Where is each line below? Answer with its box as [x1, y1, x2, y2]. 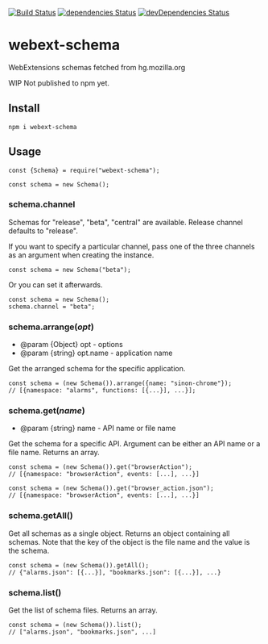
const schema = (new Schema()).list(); [8, 621, 142, 629]
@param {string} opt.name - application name [19, 348, 173, 358]
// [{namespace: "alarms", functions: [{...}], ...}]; [8, 387, 196, 395]
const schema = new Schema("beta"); [8, 266, 131, 274]
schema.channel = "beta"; [8, 303, 95, 311]
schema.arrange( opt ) [8, 321, 94, 332]
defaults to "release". [8, 226, 79, 236]
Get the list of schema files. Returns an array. [8, 605, 159, 615]
